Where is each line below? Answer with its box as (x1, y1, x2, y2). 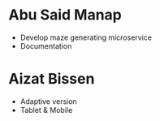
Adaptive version (19, 96, 77, 106)
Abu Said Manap (8, 6, 122, 24)
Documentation (19, 41, 72, 50)
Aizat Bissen (8, 70, 95, 89)
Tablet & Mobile (19, 105, 73, 115)
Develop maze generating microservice (19, 32, 153, 42)
